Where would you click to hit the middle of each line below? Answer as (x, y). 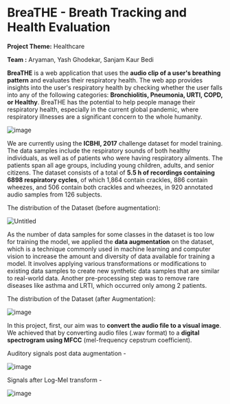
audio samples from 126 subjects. (55, 194)
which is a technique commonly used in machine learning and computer (109, 249)
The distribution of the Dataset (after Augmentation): (81, 299)
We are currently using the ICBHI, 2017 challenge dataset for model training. (115, 143)
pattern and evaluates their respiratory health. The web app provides (105, 80)
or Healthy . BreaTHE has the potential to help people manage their (101, 102)
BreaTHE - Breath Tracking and (97, 13)
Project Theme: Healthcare (46, 46)
